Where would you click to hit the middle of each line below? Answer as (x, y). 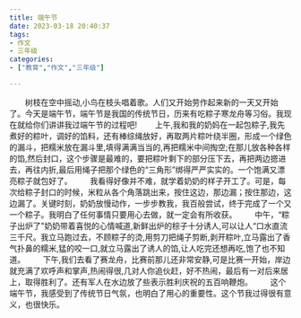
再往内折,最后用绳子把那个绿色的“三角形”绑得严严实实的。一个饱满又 (151, 169)
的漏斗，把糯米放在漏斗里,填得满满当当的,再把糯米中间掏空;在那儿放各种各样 (150, 147)
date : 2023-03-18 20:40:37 (60, 26)
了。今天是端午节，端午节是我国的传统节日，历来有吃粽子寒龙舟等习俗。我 (146, 113)
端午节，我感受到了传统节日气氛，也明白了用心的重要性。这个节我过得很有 (146, 293)
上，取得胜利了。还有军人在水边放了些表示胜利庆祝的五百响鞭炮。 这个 (148, 282)
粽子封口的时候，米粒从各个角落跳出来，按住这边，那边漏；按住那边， (154, 192)
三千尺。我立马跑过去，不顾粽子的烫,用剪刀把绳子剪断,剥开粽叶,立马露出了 (146, 237)
